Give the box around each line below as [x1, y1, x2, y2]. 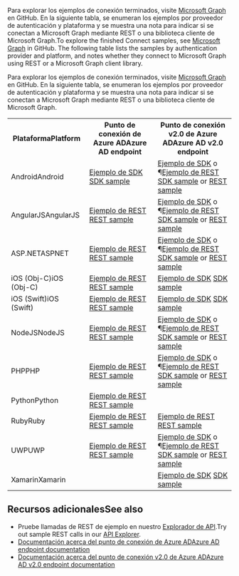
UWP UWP [11, 446, 45, 455]
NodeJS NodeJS [11, 328, 65, 337]
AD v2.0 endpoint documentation [17, 560, 115, 569]
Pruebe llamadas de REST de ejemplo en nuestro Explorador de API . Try [17, 522, 227, 530]
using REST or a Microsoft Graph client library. [7, 59, 144, 67]
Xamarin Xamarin [11, 475, 66, 484]
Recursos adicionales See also [7, 503, 144, 515]
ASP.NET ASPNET [11, 249, 69, 258]
